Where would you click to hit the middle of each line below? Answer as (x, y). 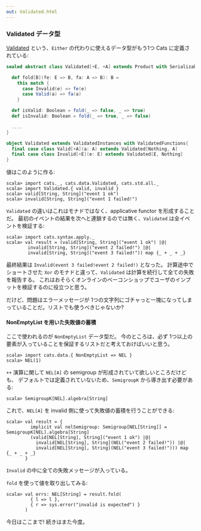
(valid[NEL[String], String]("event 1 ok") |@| (91, 438)
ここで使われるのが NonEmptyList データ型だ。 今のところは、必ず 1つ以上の (100, 337)
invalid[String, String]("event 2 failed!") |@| (89, 248)
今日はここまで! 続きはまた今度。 (47, 522)
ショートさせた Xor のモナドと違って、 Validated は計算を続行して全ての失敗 (100, 272)
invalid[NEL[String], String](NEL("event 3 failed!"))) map (112, 448)
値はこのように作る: (31, 172)
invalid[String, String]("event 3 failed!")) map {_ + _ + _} (107, 253)
